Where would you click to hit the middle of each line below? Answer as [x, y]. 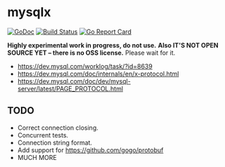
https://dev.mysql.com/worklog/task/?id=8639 [85, 66]
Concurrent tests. [43, 135]
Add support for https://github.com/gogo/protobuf [90, 150]
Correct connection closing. [58, 128]
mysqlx [29, 12]
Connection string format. [55, 142]
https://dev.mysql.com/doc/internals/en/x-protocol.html [98, 74]
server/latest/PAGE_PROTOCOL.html [70, 88]
